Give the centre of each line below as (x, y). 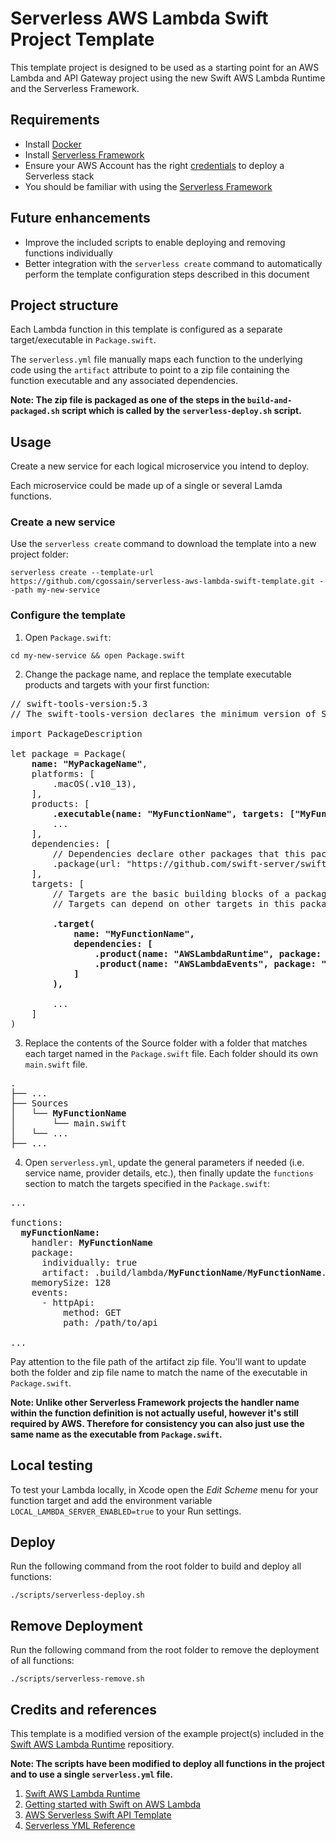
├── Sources (39, 1103)
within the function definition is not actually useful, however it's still (154, 1413)
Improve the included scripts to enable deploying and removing (155, 242)
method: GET (92, 1312)
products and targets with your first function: (117, 684)
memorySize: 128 (71, 1282)
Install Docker (53, 144)
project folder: (39, 554)
